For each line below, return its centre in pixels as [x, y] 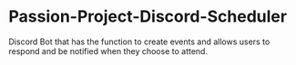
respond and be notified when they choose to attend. [108, 51]
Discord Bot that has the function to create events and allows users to [139, 42]
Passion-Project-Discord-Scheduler [148, 17]
